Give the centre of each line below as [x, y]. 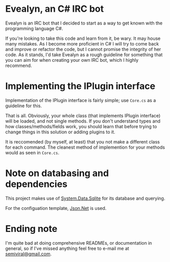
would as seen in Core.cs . [32, 152]
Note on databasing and [57, 173]
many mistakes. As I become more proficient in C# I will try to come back [82, 43]
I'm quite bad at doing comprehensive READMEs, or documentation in [79, 243]
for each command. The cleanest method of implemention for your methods [85, 147]
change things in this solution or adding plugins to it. [60, 132]
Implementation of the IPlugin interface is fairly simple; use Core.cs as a [81, 100]
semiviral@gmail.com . [29, 254]
